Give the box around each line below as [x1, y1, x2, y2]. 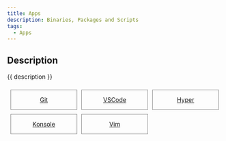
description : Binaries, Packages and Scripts [7, 16, 139, 23]
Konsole [32, 120, 56, 129]
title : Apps [7, 10, 41, 17]
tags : [7, 23, 23, 29]
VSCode [103, 96, 126, 104]
